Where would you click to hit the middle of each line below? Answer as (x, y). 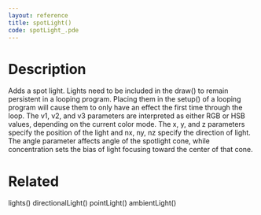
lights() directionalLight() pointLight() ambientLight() (92, 203)
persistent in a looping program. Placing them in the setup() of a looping (125, 99)
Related (33, 181)
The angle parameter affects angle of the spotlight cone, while (109, 141)
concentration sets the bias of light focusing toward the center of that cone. (130, 150)
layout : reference (38, 15)
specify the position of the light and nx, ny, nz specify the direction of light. (130, 133)
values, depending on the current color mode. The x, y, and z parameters (127, 124)
